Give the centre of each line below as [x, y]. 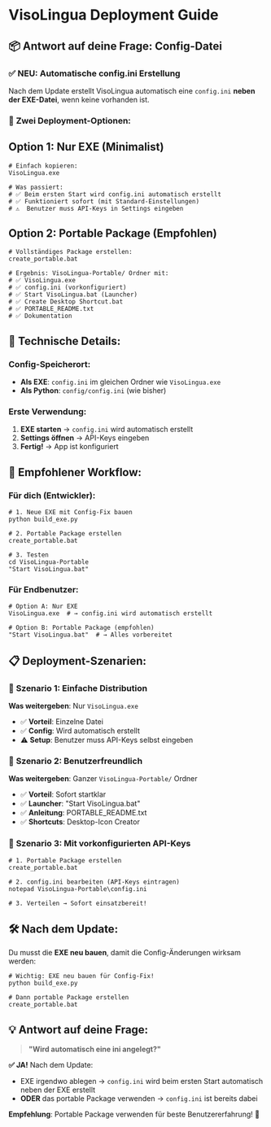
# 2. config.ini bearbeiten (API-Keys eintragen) [94, 882]
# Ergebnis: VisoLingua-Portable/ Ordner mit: [89, 273]
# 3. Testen [28, 555]
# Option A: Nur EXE [44, 607]
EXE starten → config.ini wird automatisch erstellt [107, 430]
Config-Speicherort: [50, 364]
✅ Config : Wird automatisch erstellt [80, 731]
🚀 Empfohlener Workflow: [75, 472]
